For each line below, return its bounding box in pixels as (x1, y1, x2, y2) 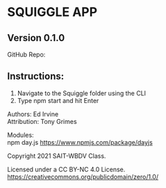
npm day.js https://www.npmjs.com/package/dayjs (7, 138, 153, 146)
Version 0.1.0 (7, 32, 65, 44)
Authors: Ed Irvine (7, 109, 59, 118)
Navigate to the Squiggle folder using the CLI (17, 88, 147, 97)
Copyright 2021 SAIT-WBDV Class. (7, 151, 106, 160)
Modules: (7, 130, 34, 139)
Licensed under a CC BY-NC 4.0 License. (7, 165, 126, 173)
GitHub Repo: (7, 50, 46, 58)
